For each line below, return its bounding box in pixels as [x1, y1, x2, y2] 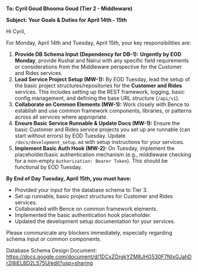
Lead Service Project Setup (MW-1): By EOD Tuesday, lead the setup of [14, 76, 190, 83]
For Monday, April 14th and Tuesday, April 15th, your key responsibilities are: [6, 40, 192, 46]
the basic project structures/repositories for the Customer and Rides [14, 82, 183, 89]
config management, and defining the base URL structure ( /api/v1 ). [14, 94, 180, 101]
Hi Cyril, [6, 28, 26, 35]
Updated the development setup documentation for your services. [14, 218, 176, 225]
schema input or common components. [6, 235, 102, 242]
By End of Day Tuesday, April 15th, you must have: [6, 175, 131, 182]
